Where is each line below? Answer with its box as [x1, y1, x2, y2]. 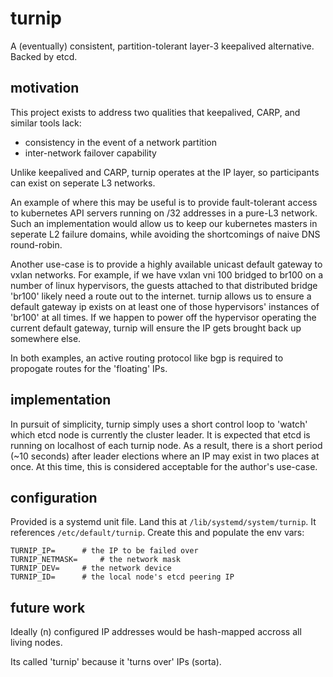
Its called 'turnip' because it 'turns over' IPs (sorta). [10, 656, 222, 668]
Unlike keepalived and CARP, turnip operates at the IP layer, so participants [10, 166, 320, 178]
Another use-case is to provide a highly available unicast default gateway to [10, 258, 323, 270]
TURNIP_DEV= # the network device [10, 563, 172, 574]
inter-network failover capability [24, 147, 157, 159]
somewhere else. [10, 332, 82, 344]
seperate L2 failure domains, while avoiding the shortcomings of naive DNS [10, 228, 321, 240]
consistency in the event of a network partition [24, 136, 217, 148]
